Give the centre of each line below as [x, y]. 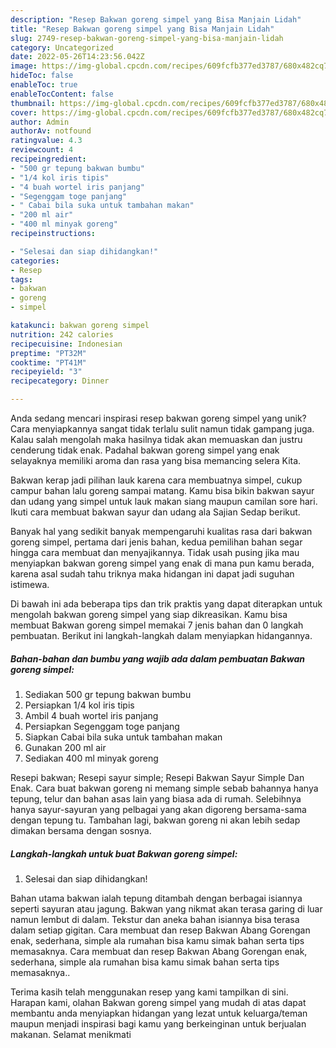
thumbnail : [33, 103]
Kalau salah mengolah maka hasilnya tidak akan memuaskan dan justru [156, 439]
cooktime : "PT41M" [48, 362]
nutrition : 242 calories [62, 334]
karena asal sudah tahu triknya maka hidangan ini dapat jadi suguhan [152, 574]
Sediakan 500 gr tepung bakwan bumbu [108, 694]
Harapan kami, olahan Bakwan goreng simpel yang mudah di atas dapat [158, 1002]
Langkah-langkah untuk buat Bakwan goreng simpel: [124, 853]
